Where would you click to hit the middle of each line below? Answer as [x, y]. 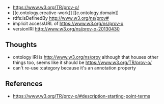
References [24, 84]
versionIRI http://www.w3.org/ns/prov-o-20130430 [66, 29]
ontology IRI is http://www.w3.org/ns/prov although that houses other [86, 57]
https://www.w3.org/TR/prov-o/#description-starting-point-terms [81, 96]
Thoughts [21, 45]
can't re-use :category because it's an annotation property [74, 67]
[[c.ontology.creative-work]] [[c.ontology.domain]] [65, 13]
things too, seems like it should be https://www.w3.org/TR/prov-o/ [82, 62]
